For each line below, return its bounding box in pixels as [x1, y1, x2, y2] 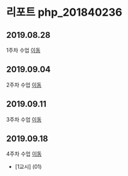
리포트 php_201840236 [6, 5, 123, 19]
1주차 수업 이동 [6, 46, 41, 54]
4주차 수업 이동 [6, 150, 42, 157]
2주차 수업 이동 [6, 81, 42, 88]
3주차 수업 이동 [6, 116, 42, 123]
